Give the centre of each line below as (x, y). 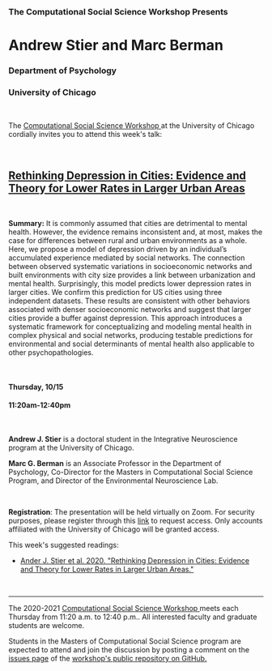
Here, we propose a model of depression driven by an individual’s (118, 250)
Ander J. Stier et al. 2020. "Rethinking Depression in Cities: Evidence (134, 560)
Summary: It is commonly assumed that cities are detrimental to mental (128, 224)
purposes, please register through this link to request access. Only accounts (136, 520)
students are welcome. (47, 625)
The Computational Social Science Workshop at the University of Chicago (132, 126)
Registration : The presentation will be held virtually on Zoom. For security (132, 511)
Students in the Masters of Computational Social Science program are (125, 641)
